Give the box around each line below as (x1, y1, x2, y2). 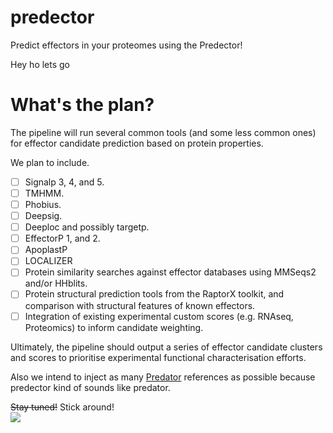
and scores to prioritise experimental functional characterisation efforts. (10, 351, 307, 363)
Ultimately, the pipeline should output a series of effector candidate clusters (10, 341, 323, 353)
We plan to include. (10, 156, 90, 168)
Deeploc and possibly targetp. (24, 221, 150, 233)
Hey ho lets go (10, 58, 71, 70)
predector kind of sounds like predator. (10, 381, 171, 393)
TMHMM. (24, 187, 65, 199)
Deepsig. (24, 210, 63, 222)
